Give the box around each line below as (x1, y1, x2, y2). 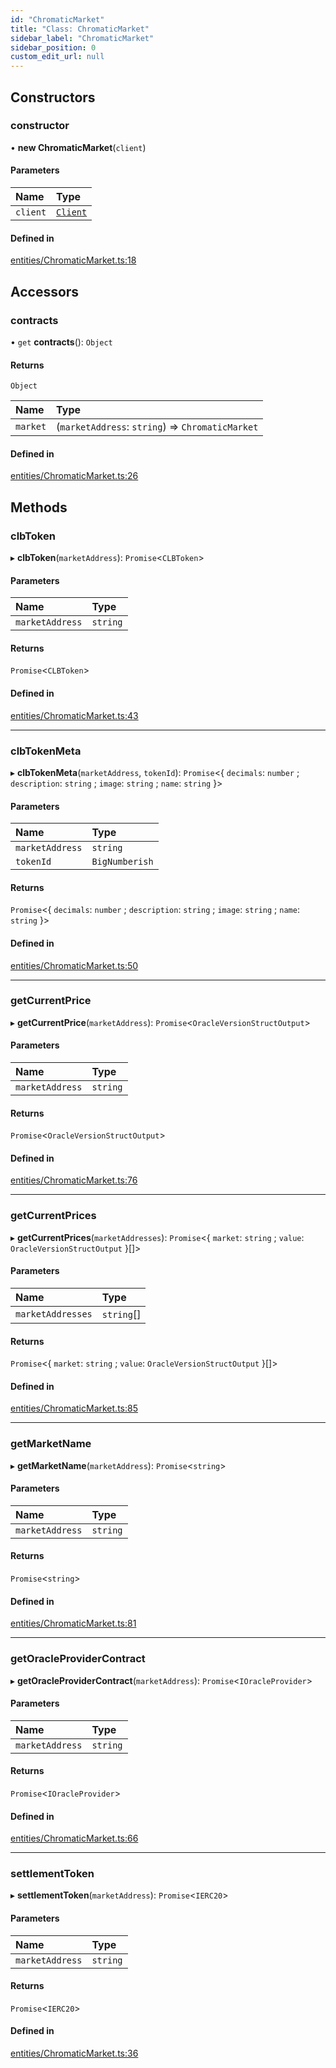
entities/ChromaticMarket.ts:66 (10, 1832, 139, 1845)
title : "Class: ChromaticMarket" (10, 24, 150, 34)
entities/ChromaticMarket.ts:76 (10, 1174, 138, 1186)
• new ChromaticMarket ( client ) (10, 141, 147, 153)
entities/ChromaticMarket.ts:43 (10, 709, 139, 721)
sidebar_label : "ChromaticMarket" (10, 33, 155, 43)
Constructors (10, 89, 96, 106)
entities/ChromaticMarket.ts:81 (10, 1617, 137, 1630)
